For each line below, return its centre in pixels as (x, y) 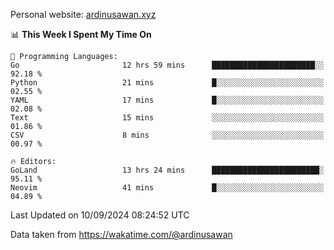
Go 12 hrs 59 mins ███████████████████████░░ (167, 65)
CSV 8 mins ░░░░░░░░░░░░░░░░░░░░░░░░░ (167, 135)
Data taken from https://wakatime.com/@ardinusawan (121, 234)
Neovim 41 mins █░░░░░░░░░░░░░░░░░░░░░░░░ (167, 188)
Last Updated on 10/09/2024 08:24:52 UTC (100, 215)
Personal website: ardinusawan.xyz (83, 14)
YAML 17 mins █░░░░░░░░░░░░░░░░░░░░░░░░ (167, 100)
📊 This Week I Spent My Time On (81, 34)
